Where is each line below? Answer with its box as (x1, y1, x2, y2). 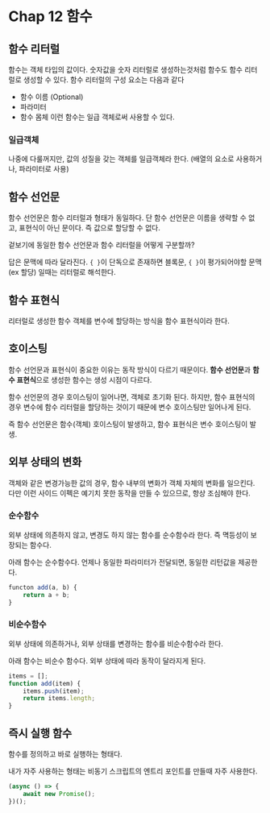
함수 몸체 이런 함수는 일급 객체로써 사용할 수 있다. (19, 112, 175, 122)
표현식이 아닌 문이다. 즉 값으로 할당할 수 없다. (19, 223, 161, 233)
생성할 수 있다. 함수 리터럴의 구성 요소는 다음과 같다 (23, 75, 185, 85)
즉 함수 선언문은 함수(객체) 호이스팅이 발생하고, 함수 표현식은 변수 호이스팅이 (8, 419, 248, 429)
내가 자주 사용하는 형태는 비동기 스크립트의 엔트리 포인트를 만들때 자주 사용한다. (8, 766, 258, 776)
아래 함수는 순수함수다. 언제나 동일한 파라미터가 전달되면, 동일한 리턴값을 (8, 557, 236, 566)
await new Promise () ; (23, 790, 95, 798)
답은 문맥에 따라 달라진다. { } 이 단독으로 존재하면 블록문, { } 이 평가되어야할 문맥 (8, 257, 262, 267)
